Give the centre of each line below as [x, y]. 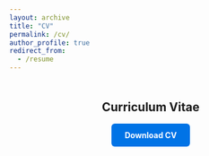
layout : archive [39, 17]
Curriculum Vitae [151, 107]
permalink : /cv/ [39, 34]
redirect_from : [38, 51]
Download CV [151, 135]
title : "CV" [31, 26]
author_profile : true [50, 43]
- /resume [35, 59]
